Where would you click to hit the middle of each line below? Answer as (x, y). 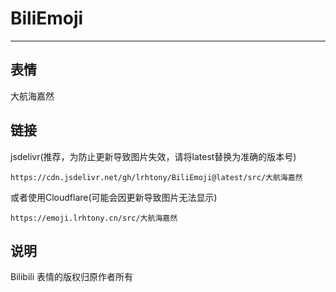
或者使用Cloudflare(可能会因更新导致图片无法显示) (114, 197)
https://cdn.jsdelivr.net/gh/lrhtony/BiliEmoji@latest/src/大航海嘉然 (156, 177)
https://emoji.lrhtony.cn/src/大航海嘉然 (94, 218)
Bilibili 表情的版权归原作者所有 (72, 277)
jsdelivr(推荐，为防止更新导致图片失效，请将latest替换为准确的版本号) (153, 156)
